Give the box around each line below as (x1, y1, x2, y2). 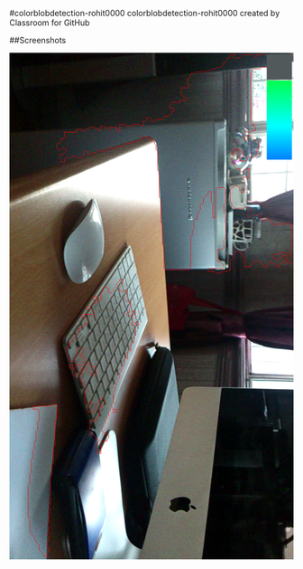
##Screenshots (9, 35, 67, 45)
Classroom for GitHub (9, 17, 90, 28)
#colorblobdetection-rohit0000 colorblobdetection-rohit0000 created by (9, 8, 280, 18)
